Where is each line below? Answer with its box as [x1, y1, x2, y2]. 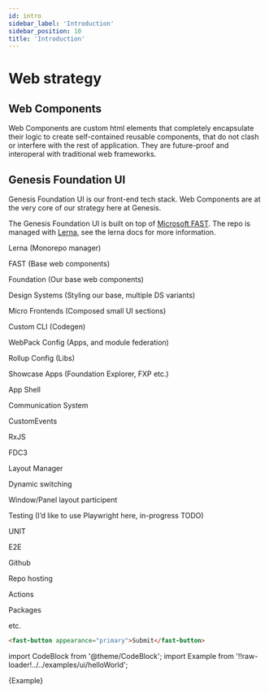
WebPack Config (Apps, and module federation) [8, 338, 169, 348]
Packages [8, 605, 42, 615]
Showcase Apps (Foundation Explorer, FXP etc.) [8, 369, 169, 379]
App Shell [8, 385, 41, 395]
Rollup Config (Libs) [8, 353, 76, 363]
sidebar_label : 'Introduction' [8, 19, 115, 28]
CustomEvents [8, 416, 58, 427]
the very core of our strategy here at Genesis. [8, 203, 162, 213]
